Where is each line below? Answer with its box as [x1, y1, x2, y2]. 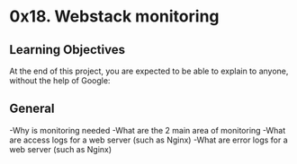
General [9, 101, 56, 117]
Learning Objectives [9, 42, 126, 57]
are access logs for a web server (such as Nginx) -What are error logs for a [9, 134, 288, 145]
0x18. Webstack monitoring [9, 6, 220, 27]
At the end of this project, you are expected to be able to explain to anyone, [9, 65, 289, 76]
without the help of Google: [9, 75, 111, 86]
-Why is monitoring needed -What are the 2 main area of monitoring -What [9, 125, 286, 135]
